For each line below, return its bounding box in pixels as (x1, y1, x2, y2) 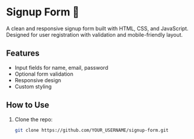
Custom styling (14, 83, 52, 90)
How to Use (6, 100, 50, 110)
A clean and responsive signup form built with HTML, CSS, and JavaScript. (6, 25, 189, 32)
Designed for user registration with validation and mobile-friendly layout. (6, 31, 183, 38)
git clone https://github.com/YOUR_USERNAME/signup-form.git (14, 127, 169, 133)
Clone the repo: (14, 115, 53, 123)
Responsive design (14, 76, 62, 83)
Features (6, 49, 40, 59)
